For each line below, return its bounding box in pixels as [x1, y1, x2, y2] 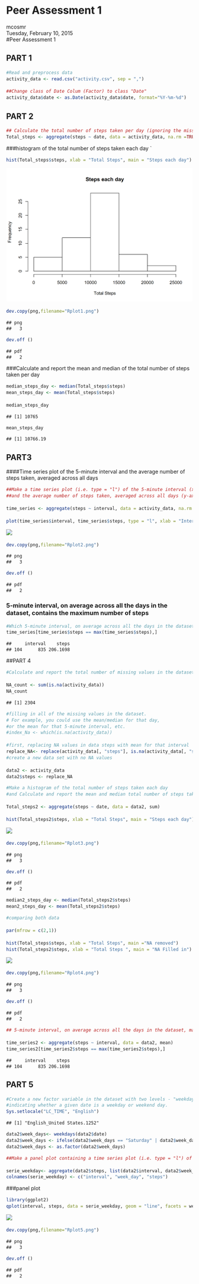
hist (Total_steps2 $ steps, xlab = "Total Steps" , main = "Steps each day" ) [6, 816, 195, 822]
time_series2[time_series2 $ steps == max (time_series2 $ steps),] [6, 1046, 166, 1052]
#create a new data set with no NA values [6, 754, 113, 761]
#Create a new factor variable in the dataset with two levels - [6, 1096, 171, 1102]
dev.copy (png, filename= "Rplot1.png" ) [6, 309, 99, 314]
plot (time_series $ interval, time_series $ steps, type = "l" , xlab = [6, 518, 176, 524]
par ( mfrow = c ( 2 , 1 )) [6, 927, 57, 933]
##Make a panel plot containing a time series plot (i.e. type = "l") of [6, 1155, 192, 1161]
